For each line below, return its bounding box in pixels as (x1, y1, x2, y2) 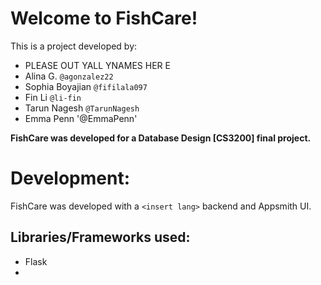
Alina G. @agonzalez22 (24, 70, 114, 82)
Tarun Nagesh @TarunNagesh (24, 102, 140, 114)
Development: (10, 167, 131, 190)
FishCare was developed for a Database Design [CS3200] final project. (10, 132, 312, 144)
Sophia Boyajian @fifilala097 (24, 80, 148, 92)
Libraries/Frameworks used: (10, 229, 191, 246)
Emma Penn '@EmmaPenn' (24, 112, 138, 124)
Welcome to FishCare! (10, 7, 198, 30)
